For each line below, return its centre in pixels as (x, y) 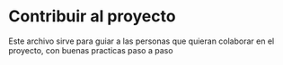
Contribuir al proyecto (92, 16)
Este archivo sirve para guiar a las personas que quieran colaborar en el (141, 41)
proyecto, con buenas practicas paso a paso (91, 50)
